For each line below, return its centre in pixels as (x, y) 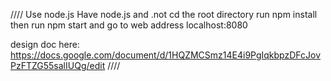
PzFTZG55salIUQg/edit (58, 65)
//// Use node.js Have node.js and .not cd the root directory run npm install (164, 14)
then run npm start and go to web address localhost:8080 (129, 25)
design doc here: (45, 44)
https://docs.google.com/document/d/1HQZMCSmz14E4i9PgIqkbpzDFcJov (166, 55)
